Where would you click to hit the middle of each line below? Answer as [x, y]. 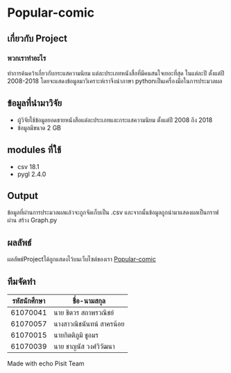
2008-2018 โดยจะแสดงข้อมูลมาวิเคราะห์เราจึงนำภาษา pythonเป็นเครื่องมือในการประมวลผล [115, 80]
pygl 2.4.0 [32, 174]
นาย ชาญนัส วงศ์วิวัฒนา [85, 346]
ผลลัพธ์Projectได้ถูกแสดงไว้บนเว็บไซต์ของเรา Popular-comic [82, 259]
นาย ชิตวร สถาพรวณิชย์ [84, 312]
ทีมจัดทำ [22, 281]
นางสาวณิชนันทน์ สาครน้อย [89, 324]
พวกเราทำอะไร [27, 58]
